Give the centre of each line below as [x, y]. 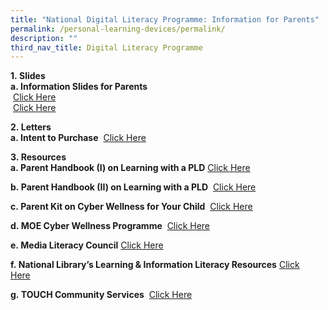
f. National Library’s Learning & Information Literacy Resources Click [155, 265]
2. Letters [31, 127]
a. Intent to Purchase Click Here [78, 138]
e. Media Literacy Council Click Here [87, 245]
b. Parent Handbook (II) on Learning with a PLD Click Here [133, 187]
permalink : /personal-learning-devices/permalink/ [118, 29]
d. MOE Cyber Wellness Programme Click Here [110, 226]
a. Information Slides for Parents [79, 87]
